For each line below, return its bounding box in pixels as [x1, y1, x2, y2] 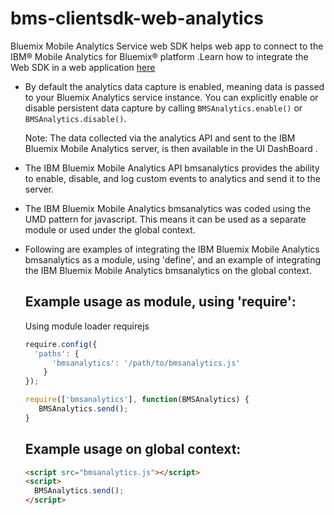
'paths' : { [34, 348, 80, 359]
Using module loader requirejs [24, 320, 150, 332]
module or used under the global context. [24, 223, 196, 236]
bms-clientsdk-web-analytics [10, 7, 264, 30]
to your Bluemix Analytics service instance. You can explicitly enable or [24, 91, 319, 103]
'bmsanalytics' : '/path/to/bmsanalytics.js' [51, 358, 241, 368]
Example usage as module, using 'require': [24, 293, 297, 311]
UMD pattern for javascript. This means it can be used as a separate [24, 213, 307, 225]
